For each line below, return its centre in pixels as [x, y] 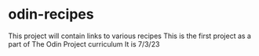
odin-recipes [51, 14]
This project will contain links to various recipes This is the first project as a [129, 36]
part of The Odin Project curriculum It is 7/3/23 [84, 44]
